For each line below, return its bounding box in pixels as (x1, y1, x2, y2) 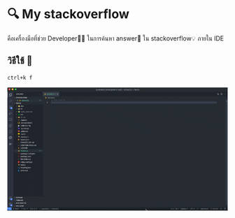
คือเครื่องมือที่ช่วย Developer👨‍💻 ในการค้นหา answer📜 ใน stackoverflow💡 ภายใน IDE (7, 34, 225, 43)
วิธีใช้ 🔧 (7, 54, 33, 67)
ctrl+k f (7, 74, 33, 81)
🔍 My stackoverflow (7, 6, 129, 22)
